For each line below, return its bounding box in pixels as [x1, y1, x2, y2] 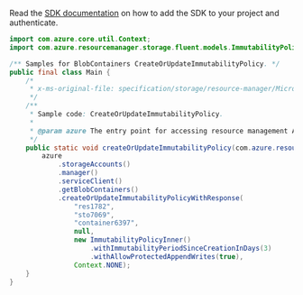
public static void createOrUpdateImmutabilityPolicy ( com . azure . [25, 143, 277, 152]
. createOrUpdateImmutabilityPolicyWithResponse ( [57, 193, 244, 202]
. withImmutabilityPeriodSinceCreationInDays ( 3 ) [89, 244, 272, 253]
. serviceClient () [57, 177, 124, 186]
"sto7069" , [73, 210, 115, 219]
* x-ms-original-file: [29, 85, 115, 94]
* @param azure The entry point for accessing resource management [29, 126, 289, 135]
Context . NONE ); [73, 261, 131, 270]
